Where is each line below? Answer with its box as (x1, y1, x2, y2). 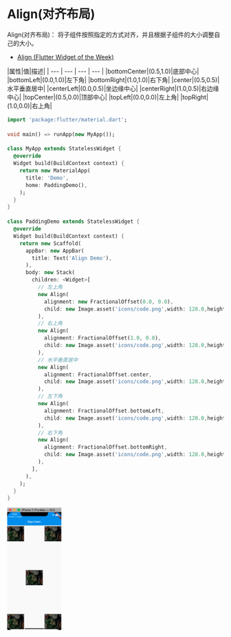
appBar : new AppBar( (25, 247, 85, 254)
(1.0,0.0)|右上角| (7, 101, 53, 110)
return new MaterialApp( (19, 167, 91, 175)
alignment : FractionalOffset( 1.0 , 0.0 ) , (43, 335, 162, 342)
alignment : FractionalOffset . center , (43, 371, 153, 378)
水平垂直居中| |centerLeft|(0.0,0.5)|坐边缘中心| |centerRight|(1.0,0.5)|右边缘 (7, 84, 219, 92)
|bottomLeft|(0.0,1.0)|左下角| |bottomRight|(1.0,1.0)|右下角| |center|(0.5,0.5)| (7, 75, 220, 84)
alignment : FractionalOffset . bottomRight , (43, 444, 168, 451)
